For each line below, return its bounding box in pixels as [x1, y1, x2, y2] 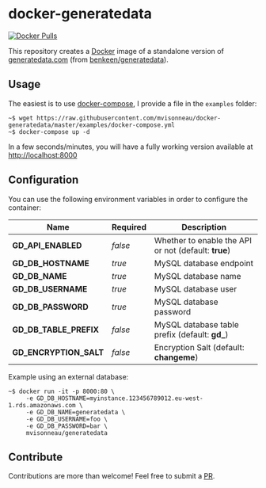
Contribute [8, 450, 63, 463]
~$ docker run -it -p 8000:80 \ [8, 387, 115, 395]
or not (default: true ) [154, 245, 231, 256]
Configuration [8, 173, 79, 187]
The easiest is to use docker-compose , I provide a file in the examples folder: [8, 98, 257, 108]
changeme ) [154, 352, 199, 363]
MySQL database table [154, 318, 239, 330]
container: [8, 203, 42, 212]
